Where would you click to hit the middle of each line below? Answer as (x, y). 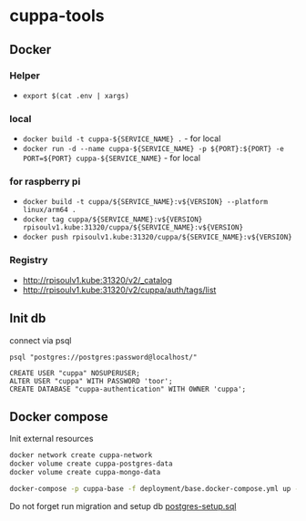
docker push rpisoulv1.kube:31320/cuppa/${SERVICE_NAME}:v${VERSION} (158, 238)
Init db (28, 318)
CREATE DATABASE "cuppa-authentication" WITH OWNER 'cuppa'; (128, 389)
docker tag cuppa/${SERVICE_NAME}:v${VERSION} (112, 220)
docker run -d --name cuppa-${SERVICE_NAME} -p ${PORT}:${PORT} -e (153, 149)
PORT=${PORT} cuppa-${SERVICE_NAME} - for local (112, 158)
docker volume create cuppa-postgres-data (91, 464)
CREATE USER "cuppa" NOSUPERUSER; (75, 373)
